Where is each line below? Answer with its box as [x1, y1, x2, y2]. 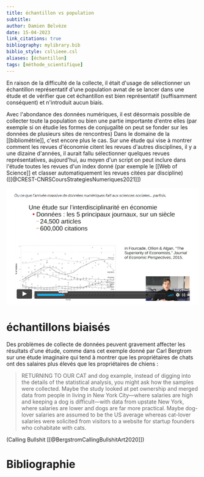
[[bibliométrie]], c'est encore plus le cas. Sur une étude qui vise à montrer [6, 137, 192, 144]
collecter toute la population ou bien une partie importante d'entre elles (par [6, 117, 197, 124]
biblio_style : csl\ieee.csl [6, 49, 78, 55]
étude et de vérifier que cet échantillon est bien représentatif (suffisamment [6, 92, 197, 99]
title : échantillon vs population [6, 10, 95, 16]
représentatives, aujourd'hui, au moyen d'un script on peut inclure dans [6, 156, 186, 163]
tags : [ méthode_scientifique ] [6, 61, 84, 67]
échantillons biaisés [6, 320, 111, 334]
